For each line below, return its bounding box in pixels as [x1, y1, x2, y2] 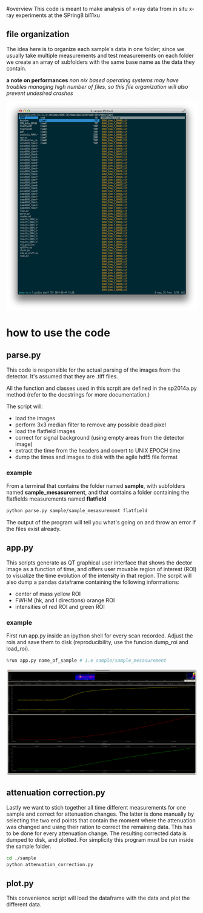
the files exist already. [6, 526, 61, 533]
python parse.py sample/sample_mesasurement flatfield [6, 508, 148, 514]
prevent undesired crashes [6, 89, 74, 97]
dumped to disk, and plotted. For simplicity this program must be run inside [6, 836, 194, 843]
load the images [15, 414, 56, 422]
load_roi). [6, 645, 30, 653]
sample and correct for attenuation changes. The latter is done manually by [6, 810, 195, 818]
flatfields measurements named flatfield [6, 495, 107, 502]
